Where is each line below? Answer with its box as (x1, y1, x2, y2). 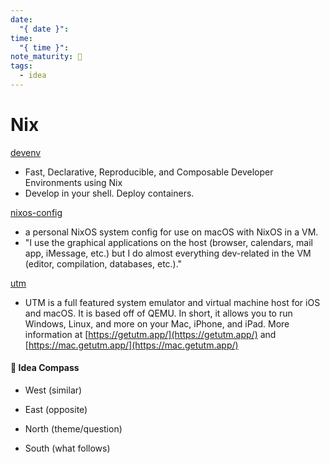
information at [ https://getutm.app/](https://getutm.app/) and (24, 328, 277, 340)
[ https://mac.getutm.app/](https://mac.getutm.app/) (24, 339, 239, 351)
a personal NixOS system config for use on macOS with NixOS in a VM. (24, 226, 319, 238)
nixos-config (10, 206, 63, 218)
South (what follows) (24, 442, 111, 455)
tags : (10, 61, 33, 71)
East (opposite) (24, 404, 88, 416)
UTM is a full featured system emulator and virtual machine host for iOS (24, 296, 321, 308)
